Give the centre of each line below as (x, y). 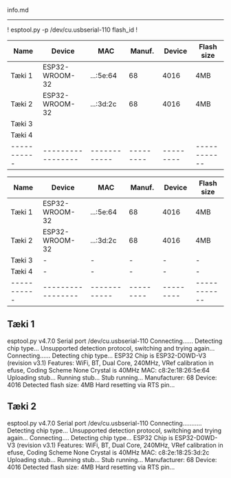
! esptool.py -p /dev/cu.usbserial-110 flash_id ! (73, 30)
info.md (18, 10)
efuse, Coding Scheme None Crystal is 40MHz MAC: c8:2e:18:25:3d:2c (108, 452)
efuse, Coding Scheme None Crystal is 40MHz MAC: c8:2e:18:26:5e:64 (109, 370)
